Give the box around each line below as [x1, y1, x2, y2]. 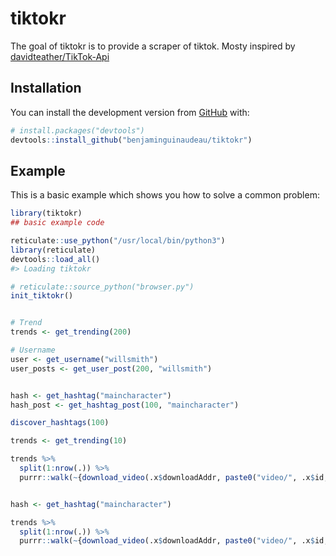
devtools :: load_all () [10, 254, 101, 264]
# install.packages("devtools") [10, 125, 145, 136]
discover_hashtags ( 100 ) [10, 418, 110, 428]
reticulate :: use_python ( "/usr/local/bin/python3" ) [10, 236, 226, 246]
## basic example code [10, 218, 105, 228]
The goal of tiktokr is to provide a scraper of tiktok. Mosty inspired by [10, 40, 296, 52]
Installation [10, 80, 82, 97]
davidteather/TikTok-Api [10, 50, 110, 62]
